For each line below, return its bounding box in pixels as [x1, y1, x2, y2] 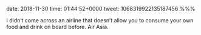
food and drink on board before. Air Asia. [6, 24, 109, 30]
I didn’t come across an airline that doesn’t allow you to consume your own [6, 17, 194, 24]
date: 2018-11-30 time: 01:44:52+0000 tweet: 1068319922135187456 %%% [6, 5, 196, 12]
